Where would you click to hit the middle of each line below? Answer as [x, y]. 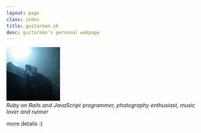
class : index [23, 19]
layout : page [23, 13]
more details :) [25, 124]
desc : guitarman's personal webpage [53, 32]
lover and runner [28, 112]
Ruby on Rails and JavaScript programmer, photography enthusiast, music [101, 105]
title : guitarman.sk [33, 26]
